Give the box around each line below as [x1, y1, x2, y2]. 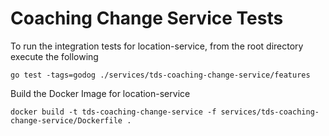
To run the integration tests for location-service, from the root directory [10, 40, 304, 52]
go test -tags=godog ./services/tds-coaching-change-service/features [10, 70, 311, 80]
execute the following [10, 50, 99, 62]
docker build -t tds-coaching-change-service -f [10, 107, 217, 117]
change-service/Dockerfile [10, 115, 123, 126]
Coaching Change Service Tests [10, 7, 284, 30]
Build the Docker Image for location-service [10, 87, 191, 99]
